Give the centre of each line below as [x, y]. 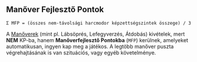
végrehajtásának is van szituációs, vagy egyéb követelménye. [81, 53]
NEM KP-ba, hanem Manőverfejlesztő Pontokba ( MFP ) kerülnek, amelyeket [97, 40]
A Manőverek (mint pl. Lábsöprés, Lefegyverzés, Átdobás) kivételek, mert [96, 34]
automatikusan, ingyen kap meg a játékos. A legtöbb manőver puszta [90, 46]
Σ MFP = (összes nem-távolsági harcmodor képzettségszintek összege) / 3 [99, 23]
